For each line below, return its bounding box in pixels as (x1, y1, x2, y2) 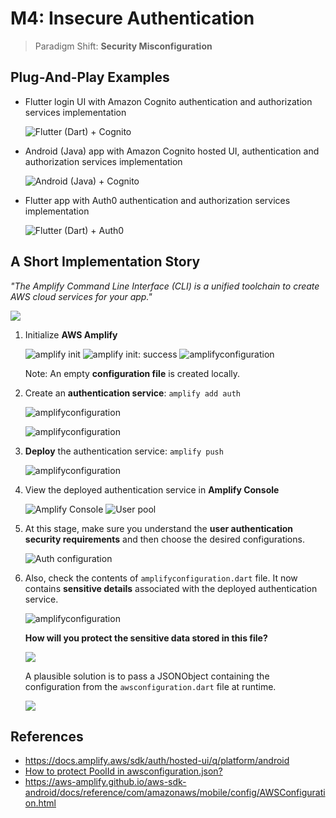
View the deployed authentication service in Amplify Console (24, 483, 280, 496)
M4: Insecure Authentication (10, 7, 255, 30)
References (10, 728, 84, 745)
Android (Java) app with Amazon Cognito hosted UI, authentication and (24, 145, 320, 157)
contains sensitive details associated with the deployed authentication (24, 582, 318, 594)
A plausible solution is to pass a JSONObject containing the (24, 670, 270, 682)
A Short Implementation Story (10, 253, 201, 271)
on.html (24, 797, 57, 809)
